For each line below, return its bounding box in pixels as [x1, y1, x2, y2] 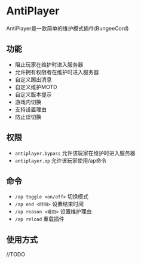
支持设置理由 [14, 106, 47, 113]
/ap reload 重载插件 [14, 215, 65, 222]
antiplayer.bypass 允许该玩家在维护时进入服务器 [14, 149, 136, 157]
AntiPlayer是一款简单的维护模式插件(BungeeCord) [6, 25, 129, 32]
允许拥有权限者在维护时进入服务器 [14, 68, 99, 75]
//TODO [6, 251, 26, 258]
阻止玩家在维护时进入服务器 [14, 61, 84, 68]
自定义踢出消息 [14, 76, 52, 83]
